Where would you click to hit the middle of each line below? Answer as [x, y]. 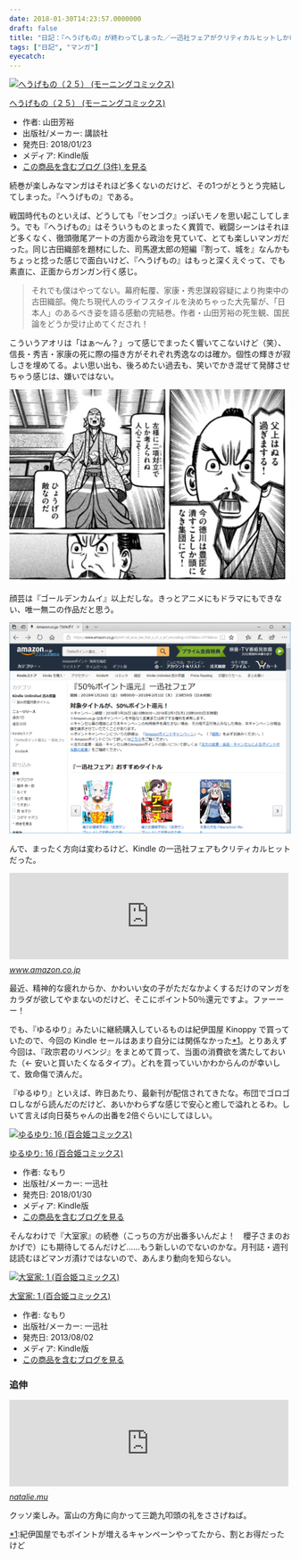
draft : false [33, 28]
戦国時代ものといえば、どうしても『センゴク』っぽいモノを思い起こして [142, 216]
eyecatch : [28, 57]
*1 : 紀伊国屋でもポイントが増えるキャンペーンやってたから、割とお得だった [147, 1534]
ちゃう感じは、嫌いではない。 [64, 377]
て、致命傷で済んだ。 [48, 1074]
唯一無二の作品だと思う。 [71, 610]
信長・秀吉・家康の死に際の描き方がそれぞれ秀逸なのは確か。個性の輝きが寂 [150, 354]
